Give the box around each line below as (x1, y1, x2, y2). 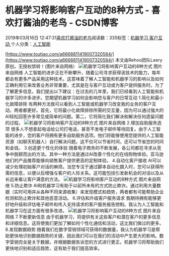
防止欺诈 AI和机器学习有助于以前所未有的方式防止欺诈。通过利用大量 (14, 182, 157, 188)
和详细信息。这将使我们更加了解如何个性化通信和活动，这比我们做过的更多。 (5, 220, 164, 226)
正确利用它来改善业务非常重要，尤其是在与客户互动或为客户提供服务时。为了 (5, 82, 164, 88)
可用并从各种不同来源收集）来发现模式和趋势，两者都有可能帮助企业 (22, 189, 164, 195)
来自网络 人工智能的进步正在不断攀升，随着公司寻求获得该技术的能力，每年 (5, 69, 161, 75)
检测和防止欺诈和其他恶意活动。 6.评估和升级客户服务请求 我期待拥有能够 (5, 195, 157, 201)
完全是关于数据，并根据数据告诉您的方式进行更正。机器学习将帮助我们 (18, 239, 164, 245)
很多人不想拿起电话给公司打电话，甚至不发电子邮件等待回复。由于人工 (11, 126, 156, 132)
